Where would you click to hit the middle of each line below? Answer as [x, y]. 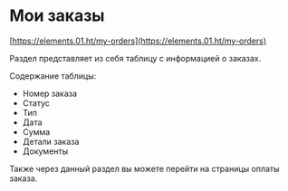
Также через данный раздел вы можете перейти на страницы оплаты [144, 168]
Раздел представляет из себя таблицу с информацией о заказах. [135, 58]
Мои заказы [57, 16]
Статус [36, 103]
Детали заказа [51, 141]
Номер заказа [50, 93]
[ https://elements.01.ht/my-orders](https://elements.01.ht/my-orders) [138, 41]
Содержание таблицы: [53, 76]
